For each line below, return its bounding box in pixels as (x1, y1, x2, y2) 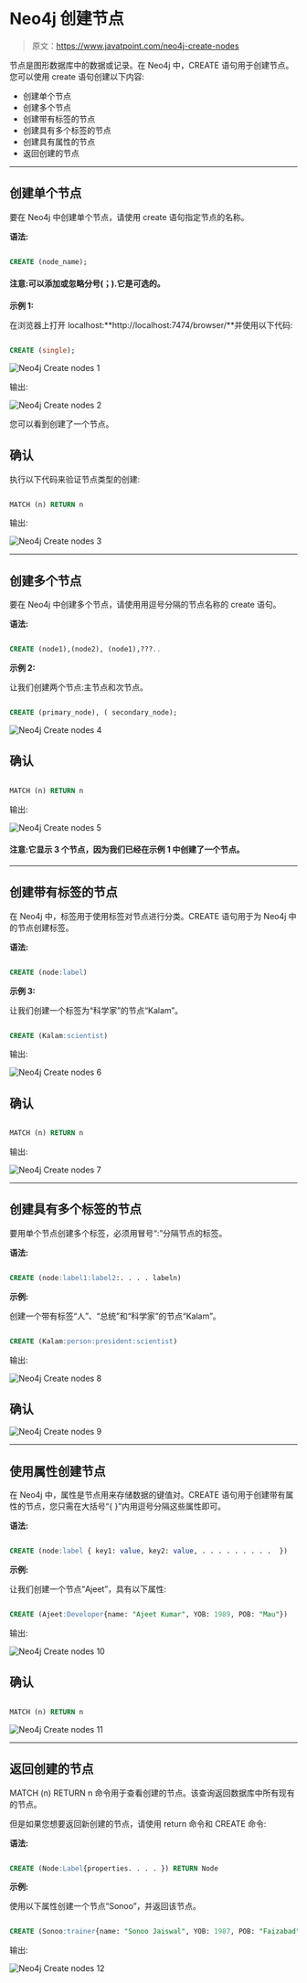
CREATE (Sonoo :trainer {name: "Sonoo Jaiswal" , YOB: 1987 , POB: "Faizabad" (9, 1927, 301, 1936)
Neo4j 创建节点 (9, 8, 125, 29)
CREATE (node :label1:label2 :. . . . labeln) (9, 1273, 182, 1282)
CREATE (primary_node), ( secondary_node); (9, 708, 178, 717)
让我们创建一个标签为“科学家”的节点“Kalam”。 (9, 1004, 184, 1015)
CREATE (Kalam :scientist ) (9, 1031, 108, 1040)
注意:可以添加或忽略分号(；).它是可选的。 (9, 278, 165, 289)
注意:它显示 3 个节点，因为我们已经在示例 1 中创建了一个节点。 (9, 844, 245, 855)
